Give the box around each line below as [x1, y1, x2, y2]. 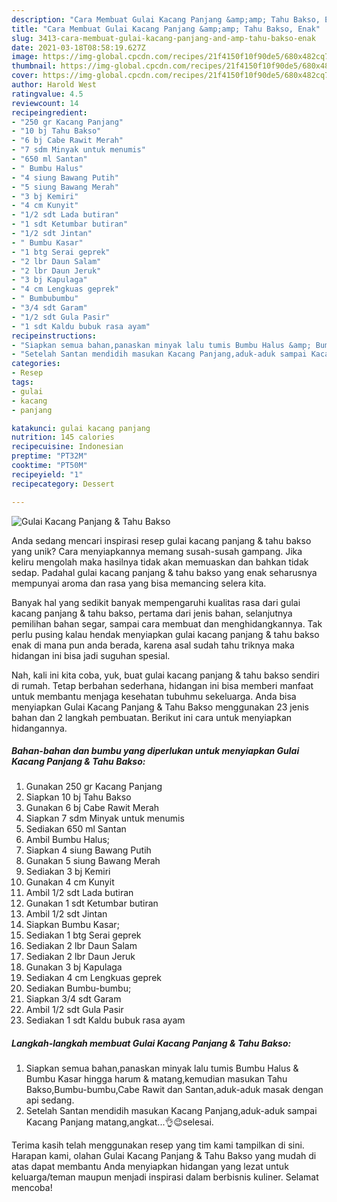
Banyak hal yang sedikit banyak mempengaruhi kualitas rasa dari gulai [11, 596, 301, 608]
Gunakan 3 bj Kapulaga [25, 961, 123, 973]
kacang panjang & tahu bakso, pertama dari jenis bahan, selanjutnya [11, 607, 293, 619]
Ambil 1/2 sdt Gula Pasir [25, 1004, 124, 1016]
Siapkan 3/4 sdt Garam [25, 993, 122, 1005]
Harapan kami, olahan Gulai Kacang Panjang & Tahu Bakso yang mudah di [11, 1150, 317, 1162]
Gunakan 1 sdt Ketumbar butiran [25, 897, 159, 910]
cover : [11, 71, 39, 81]
